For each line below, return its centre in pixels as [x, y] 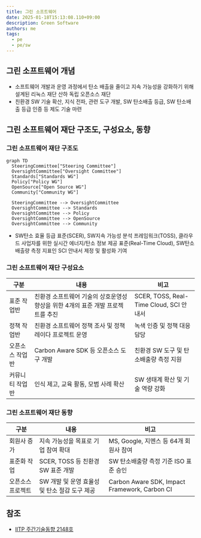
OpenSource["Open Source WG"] [49, 187]
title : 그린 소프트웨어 [31, 12]
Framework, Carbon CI [140, 489]
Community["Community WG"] [45, 192]
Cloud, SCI [165, 304]
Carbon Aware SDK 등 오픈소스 [77, 350]
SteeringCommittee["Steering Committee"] [64, 166]
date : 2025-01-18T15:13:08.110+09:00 [53, 17]
